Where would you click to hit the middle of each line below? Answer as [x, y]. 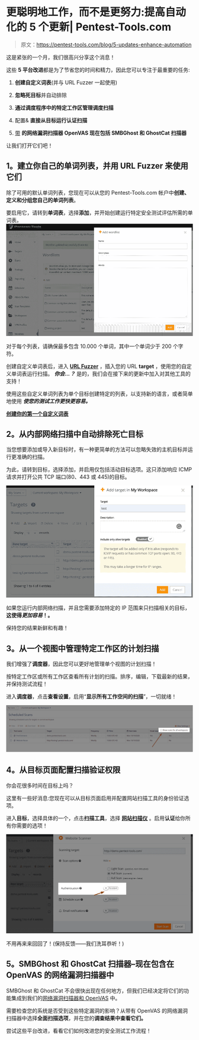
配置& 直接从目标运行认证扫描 [51, 120]
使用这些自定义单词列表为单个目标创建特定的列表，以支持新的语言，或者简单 [99, 394]
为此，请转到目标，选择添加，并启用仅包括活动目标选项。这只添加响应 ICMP [99, 470]
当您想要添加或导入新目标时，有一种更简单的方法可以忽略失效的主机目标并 [97, 449]
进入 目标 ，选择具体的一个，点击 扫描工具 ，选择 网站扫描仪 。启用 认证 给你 [96, 818]
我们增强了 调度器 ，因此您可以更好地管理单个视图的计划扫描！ [81, 664]
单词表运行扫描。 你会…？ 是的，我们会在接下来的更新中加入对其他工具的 [101, 373]
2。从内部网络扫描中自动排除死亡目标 [75, 434]
